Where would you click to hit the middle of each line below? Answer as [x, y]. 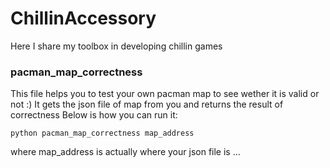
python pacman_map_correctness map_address [102, 133]
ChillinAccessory [83, 18]
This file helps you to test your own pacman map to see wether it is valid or [165, 94]
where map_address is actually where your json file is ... [125, 152]
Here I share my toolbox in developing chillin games [116, 46]
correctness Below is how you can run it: [94, 115]
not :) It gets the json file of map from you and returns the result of [147, 104]
